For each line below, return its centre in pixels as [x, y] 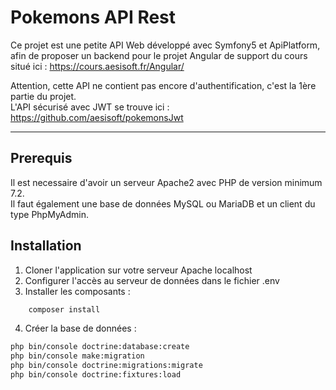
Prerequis [41, 158]
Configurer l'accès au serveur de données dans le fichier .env [152, 280]
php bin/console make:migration [77, 356]
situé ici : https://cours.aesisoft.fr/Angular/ [97, 66]
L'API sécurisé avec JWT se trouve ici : [90, 107]
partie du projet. [43, 96]
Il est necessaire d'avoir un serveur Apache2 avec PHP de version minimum [166, 182]
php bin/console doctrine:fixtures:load [96, 375]
